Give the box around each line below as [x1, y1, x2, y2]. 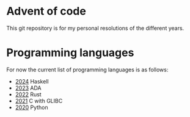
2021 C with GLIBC [15, 97, 63, 104]
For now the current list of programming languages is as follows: [6, 66, 169, 73]
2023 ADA [15, 84, 42, 91]
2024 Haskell [15, 77, 49, 85]
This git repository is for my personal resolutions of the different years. [6, 24, 185, 32]
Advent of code [6, 4, 87, 18]
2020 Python [15, 104, 49, 111]
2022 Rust [15, 90, 42, 98]
